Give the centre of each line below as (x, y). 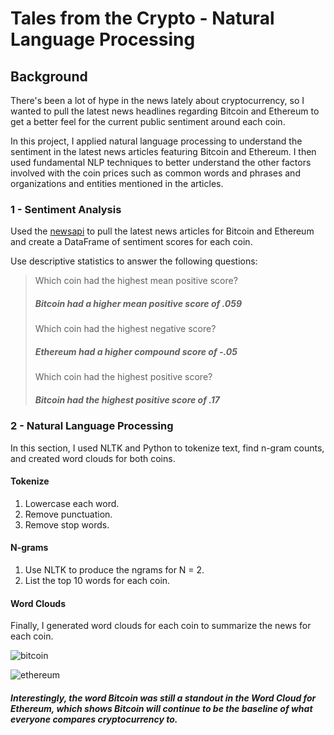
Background (49, 76)
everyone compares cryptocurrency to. (94, 719)
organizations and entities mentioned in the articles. (117, 183)
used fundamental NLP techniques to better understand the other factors (161, 162)
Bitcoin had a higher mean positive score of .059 (138, 303)
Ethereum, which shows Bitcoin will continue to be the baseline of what (161, 708)
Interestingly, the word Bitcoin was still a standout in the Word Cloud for (163, 698)
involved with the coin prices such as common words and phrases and (155, 173)
